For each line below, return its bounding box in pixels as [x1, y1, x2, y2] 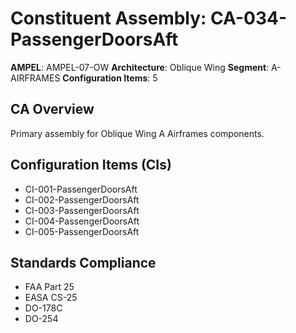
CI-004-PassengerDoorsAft [24, 215, 140, 227]
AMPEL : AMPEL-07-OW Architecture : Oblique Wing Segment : [10, 61, 270, 73]
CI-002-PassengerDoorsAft [24, 193, 140, 206]
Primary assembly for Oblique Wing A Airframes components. [10, 127, 265, 139]
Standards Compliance [10, 254, 157, 271]
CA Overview [10, 101, 95, 118]
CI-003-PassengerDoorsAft [24, 204, 140, 216]
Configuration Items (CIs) [10, 157, 172, 174]
